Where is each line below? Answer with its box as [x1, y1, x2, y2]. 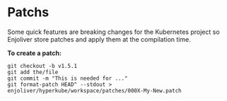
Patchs [7, 4, 50, 20]
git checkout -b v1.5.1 [7, 62, 78, 69]
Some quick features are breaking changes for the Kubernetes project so [7, 28, 221, 36]
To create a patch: [7, 49, 62, 57]
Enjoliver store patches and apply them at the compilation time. [7, 35, 191, 43]
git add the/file [7, 69, 59, 76]
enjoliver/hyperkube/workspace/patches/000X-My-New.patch [7, 87, 182, 94]
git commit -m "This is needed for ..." [7, 75, 129, 82]
